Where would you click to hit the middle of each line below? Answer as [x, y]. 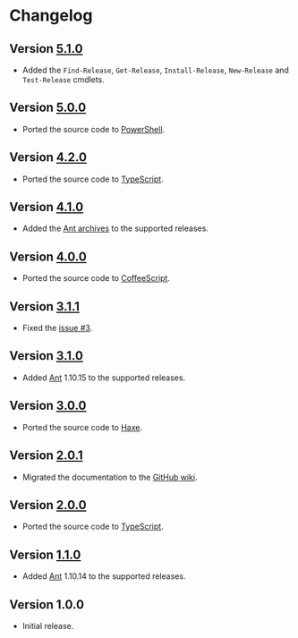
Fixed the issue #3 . [57, 328]
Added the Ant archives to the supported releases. [115, 228]
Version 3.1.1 [45, 306]
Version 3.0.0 [48, 406]
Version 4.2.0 [48, 157]
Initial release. [48, 625]
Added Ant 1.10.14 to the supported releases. [104, 576]
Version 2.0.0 [48, 505]
